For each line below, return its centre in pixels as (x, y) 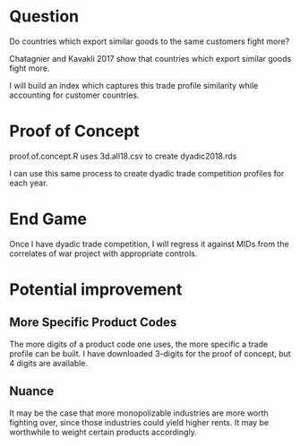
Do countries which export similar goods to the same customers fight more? (150, 41)
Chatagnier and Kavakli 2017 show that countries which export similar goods (150, 58)
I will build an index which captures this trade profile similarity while (134, 85)
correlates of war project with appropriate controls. (103, 253)
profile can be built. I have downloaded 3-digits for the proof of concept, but (150, 353)
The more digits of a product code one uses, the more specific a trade (139, 344)
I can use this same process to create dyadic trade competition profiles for (147, 173)
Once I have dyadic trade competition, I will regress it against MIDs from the (149, 244)
